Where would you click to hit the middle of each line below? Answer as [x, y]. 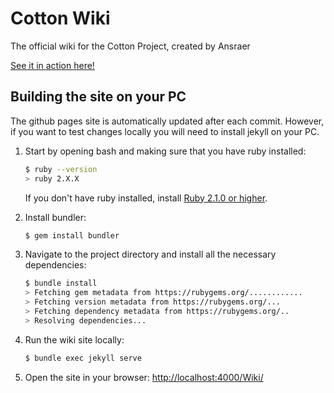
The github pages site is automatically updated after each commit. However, [167, 121]
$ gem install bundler [72, 235]
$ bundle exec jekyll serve [83, 358]
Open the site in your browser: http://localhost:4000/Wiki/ [144, 377]
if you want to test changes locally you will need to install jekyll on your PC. [165, 131]
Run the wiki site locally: [74, 339]
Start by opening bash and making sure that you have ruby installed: [165, 151]
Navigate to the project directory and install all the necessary [150, 254]
